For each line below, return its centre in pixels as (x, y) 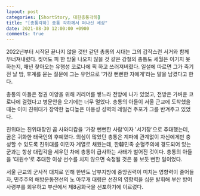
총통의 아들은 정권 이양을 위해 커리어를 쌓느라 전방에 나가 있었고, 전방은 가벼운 (97, 94)
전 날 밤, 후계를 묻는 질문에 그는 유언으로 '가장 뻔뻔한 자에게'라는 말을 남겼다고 (97, 74)
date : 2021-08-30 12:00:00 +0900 (48, 28)
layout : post (22, 12)
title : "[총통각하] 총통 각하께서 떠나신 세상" (57, 23)
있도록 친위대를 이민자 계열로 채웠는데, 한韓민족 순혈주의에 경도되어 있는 (107, 145)
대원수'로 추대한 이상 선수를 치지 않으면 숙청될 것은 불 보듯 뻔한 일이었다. (98, 160)
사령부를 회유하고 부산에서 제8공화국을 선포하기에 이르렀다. (75, 187)
